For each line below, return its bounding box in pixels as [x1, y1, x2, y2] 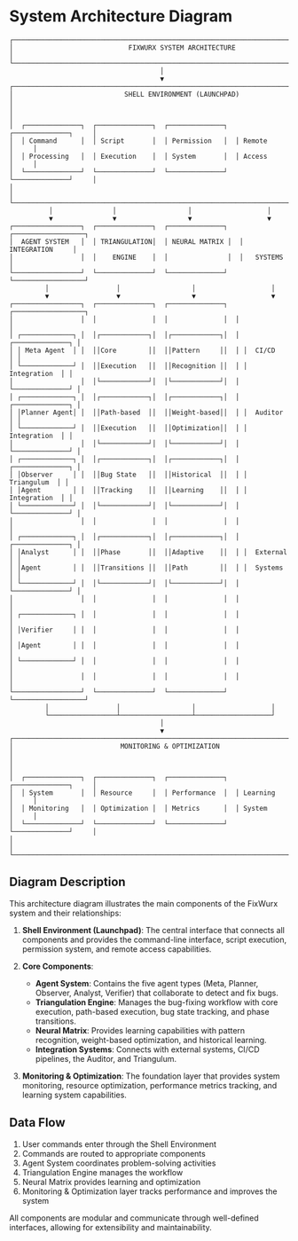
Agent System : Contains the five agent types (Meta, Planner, [35, 978, 259, 988]
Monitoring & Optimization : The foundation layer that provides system [21, 1071, 281, 1081]
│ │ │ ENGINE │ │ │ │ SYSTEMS [9, 253, 284, 262]
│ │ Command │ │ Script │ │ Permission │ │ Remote [9, 136, 268, 145]
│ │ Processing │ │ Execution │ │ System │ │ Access [9, 152, 268, 161]
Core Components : [21, 961, 94, 971]
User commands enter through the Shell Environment [21, 1138, 217, 1150]
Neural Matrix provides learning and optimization [21, 1176, 201, 1187]
